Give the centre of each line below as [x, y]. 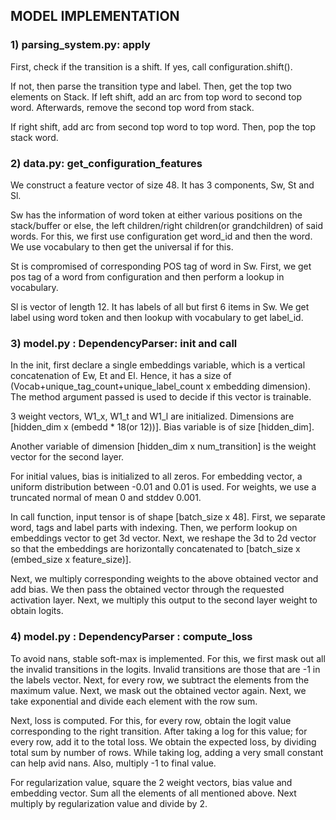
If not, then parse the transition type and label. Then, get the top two [151, 86]
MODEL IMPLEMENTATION [95, 16]
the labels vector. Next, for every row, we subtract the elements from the [160, 680]
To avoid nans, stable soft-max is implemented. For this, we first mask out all [168, 658]
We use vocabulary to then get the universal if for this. [122, 246]
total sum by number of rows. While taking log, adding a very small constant [167, 752]
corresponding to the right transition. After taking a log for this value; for [159, 731]
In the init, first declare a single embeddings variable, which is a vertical [158, 365]
